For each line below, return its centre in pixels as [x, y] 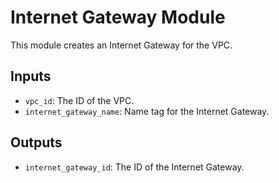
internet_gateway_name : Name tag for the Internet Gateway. [147, 111]
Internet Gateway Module [118, 17]
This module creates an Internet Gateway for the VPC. [121, 45]
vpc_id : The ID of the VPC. [79, 100]
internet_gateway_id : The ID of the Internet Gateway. [134, 167]
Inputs [31, 76]
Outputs [36, 142]
